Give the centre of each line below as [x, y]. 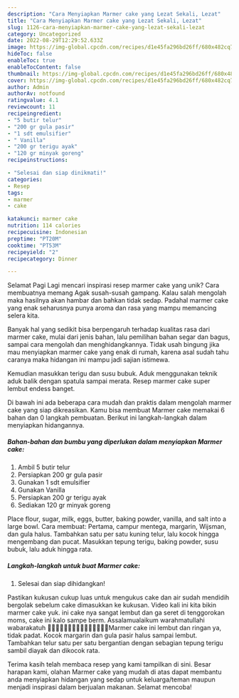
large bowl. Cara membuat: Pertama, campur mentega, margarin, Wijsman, [117, 527]
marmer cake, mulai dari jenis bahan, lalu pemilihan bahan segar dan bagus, [119, 337]
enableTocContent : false [44, 67]
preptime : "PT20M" [34, 239]
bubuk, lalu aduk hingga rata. [50, 550]
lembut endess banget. [41, 389]
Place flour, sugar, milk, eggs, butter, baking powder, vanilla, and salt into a [117, 519]
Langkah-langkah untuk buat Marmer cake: [74, 565]
